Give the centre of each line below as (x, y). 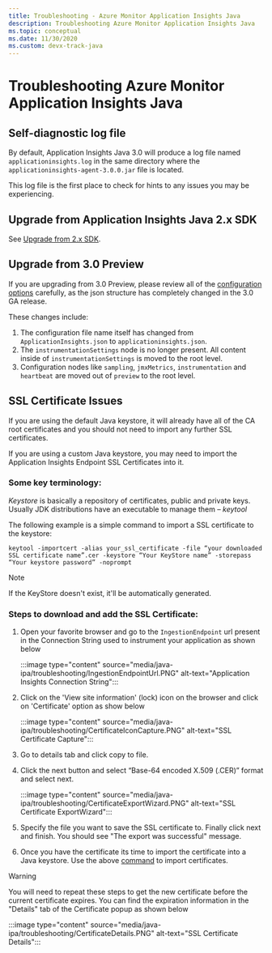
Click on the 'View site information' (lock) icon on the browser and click (139, 698)
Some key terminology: (55, 483)
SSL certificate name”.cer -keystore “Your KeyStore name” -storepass (130, 555)
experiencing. (31, 194)
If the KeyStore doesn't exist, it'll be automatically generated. (110, 593)
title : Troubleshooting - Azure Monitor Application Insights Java (125, 16)
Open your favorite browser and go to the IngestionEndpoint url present (140, 632)
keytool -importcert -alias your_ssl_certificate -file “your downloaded (136, 548)
